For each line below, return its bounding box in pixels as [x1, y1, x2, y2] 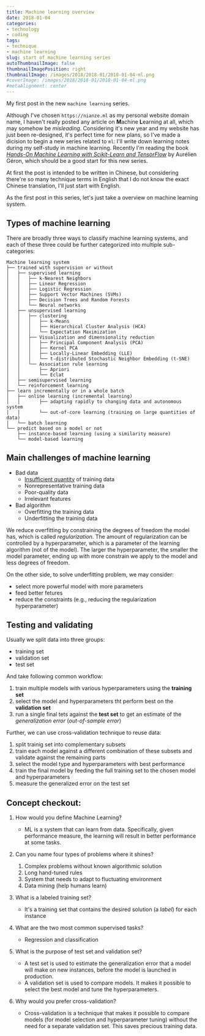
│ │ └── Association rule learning [6, 361, 108, 367]
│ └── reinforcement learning [6, 382, 89, 389]
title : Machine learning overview [6, 9, 95, 15]
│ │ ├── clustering [6, 313, 67, 319]
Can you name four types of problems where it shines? [15, 850, 154, 858]
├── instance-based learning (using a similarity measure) [17, 430, 171, 437]
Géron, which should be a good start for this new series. [6, 157, 148, 164]
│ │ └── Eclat [6, 372, 64, 378]
